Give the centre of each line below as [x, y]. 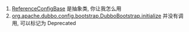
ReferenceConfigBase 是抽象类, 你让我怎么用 [66, 8]
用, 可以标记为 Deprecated [44, 23]
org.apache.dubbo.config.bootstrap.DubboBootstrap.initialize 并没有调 [97, 16]
